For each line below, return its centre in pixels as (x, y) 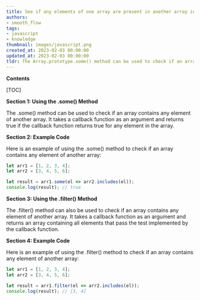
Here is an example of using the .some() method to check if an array (90, 149)
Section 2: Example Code (38, 137)
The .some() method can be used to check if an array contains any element (99, 113)
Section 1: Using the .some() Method (52, 101)
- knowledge (21, 39)
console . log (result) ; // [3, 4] (46, 291)
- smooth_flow (24, 23)
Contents (18, 78)
